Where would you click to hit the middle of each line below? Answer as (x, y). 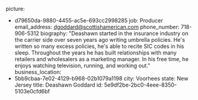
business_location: (38, 72)
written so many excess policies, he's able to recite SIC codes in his (99, 46)
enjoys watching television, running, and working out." (82, 65)
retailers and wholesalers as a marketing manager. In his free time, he (101, 59)
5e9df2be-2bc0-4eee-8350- (141, 85)
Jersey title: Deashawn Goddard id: (59, 85)
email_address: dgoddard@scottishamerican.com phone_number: (97, 27)
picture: (15, 9)
